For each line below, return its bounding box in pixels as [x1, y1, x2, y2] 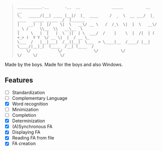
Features [5, 76, 33, 85]
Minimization [12, 107, 39, 112]
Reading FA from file [12, 135, 55, 141]
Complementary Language [12, 95, 67, 101]
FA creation [12, 140, 36, 146]
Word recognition [12, 101, 48, 107]
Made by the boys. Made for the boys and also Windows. [5, 61, 123, 67]
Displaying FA [12, 129, 41, 135]
